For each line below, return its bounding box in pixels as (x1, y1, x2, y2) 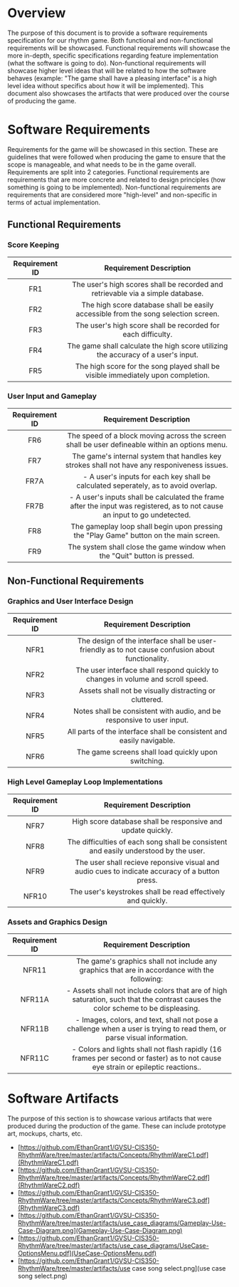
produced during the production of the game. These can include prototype (7, 1122, 226, 1130)
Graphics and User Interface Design (7, 597, 134, 606)
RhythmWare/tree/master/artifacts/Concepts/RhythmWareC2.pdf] (17, 1173, 210, 1182)
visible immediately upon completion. (85, 370, 210, 380)
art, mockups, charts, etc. (7, 1130, 83, 1138)
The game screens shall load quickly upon (77, 747, 218, 757)
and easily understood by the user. (89, 846, 206, 856)
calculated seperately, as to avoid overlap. (76, 480, 218, 490)
